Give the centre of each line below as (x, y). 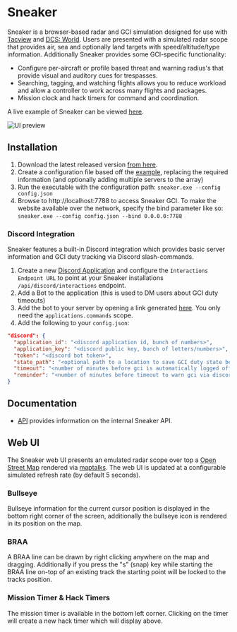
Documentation (42, 404)
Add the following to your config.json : (73, 323)
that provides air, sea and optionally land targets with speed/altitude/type (114, 47)
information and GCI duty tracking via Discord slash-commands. (101, 257)
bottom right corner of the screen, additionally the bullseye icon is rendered (117, 516)
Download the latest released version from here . (87, 164)
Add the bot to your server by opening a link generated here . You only (119, 308)
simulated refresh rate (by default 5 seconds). (74, 475)
